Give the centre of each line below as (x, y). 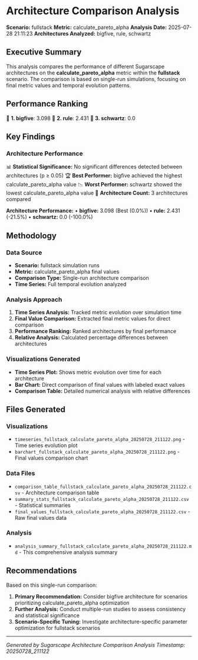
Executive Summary (44, 52)
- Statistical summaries (42, 505)
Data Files (21, 473)
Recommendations (42, 571)
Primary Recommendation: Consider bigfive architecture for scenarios (101, 596)
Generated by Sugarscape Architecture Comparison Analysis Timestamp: (96, 645)
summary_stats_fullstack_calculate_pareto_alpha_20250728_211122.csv (102, 499)
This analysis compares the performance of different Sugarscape (85, 66)
